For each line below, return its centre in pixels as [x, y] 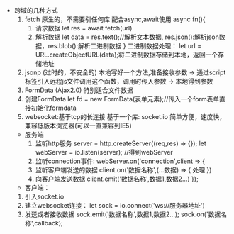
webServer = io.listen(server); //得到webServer [104, 152]
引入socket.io [44, 196]
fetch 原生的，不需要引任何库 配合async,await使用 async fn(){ [115, 19]
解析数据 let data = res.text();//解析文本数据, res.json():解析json [127, 37]
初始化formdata [54, 108]
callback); [49, 223]
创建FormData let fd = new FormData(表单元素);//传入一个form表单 [122, 99]
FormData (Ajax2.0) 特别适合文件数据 [79, 90]
